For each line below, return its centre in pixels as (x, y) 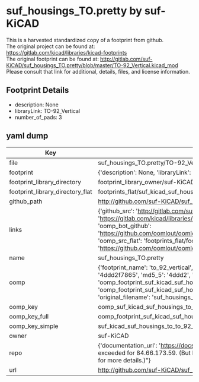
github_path (26, 201)
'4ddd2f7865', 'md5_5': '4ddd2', (144, 274)
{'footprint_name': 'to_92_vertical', (145, 267)
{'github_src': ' (118, 211)
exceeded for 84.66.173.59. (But (144, 353)
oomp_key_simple (34, 326)
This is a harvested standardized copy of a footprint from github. (85, 40)
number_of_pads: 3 (38, 117)
